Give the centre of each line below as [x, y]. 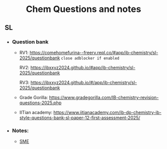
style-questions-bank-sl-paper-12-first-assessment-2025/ [80, 118]
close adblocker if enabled [90, 58]
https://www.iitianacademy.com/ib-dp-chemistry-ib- [108, 112]
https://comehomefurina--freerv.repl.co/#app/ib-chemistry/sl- [94, 52]
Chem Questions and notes [83, 9]
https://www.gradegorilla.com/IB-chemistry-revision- [104, 97]
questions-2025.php [40, 103]
